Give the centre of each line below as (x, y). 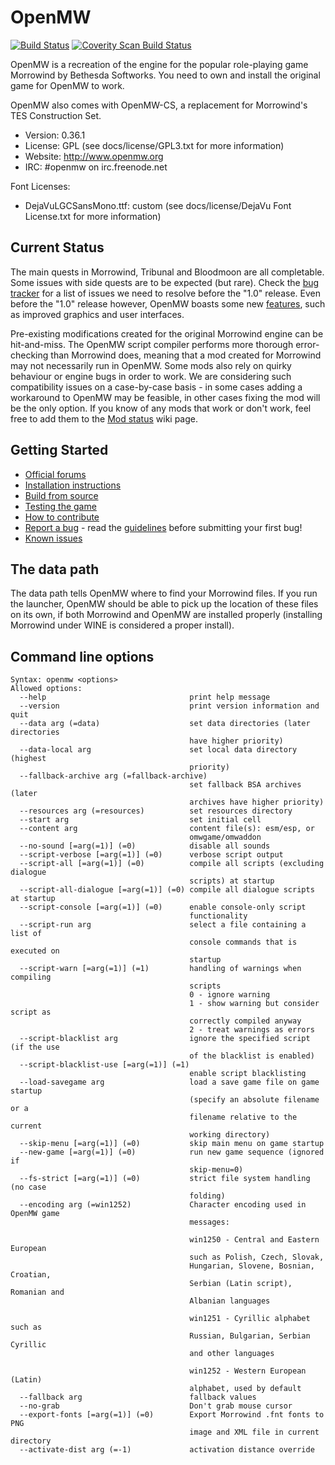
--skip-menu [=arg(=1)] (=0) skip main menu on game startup (172, 1144)
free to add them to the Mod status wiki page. (104, 418)
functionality (218, 916)
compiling (31, 977)
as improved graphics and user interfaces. (97, 314)
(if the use (35, 1047)
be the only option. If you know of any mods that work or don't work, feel (161, 408)
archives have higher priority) (257, 802)
